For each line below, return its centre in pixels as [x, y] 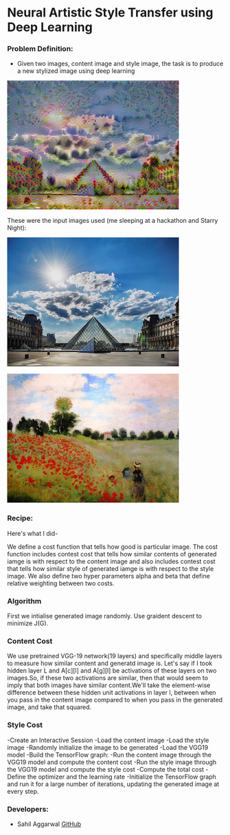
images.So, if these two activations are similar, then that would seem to [107, 678]
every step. [23, 791]
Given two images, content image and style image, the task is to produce [120, 64]
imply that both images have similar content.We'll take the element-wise [109, 685]
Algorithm [24, 601]
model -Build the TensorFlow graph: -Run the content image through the [109, 755]
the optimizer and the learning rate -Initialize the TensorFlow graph [122, 777]
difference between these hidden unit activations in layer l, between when [112, 693]
